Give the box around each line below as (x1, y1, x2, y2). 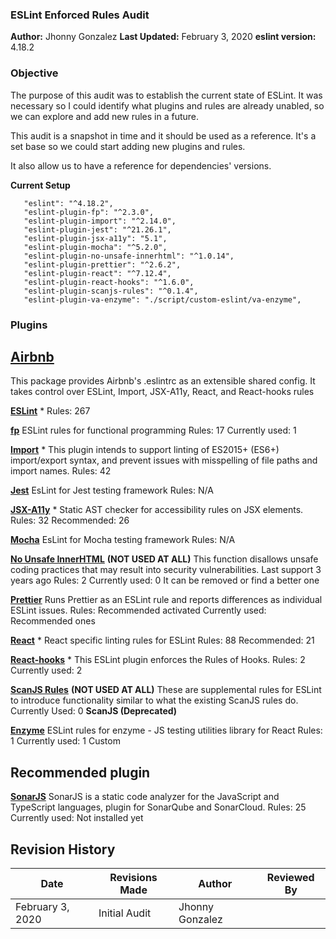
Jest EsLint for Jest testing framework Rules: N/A (10, 484, 214, 497)
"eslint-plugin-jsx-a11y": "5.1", (23, 233, 168, 243)
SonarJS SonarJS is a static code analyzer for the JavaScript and (10, 791, 280, 803)
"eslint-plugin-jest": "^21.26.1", (23, 224, 172, 235)
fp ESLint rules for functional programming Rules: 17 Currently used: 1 (10, 424, 297, 437)
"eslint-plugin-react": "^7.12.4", (23, 268, 172, 278)
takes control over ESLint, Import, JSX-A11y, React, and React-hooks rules (10, 386, 315, 398)
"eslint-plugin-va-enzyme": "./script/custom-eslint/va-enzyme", (23, 294, 302, 305)
